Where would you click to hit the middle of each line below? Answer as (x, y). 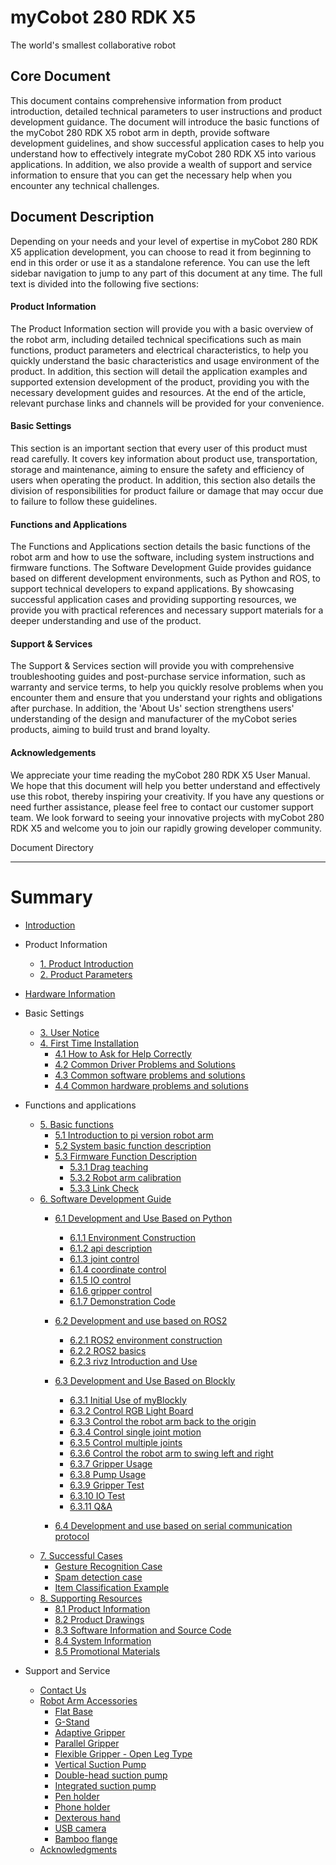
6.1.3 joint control (104, 1258)
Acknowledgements (53, 752)
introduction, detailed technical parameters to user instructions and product (166, 111)
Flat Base (73, 1711)
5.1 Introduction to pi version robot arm (134, 1135)
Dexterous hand (87, 1817)
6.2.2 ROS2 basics (108, 1350)
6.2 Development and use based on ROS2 (141, 1320)
